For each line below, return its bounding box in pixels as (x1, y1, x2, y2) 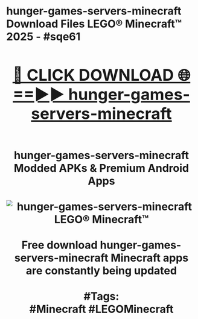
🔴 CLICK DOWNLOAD (12, 65, 174, 85)
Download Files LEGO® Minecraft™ (6, 17, 182, 31)
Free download (21, 238, 98, 251)
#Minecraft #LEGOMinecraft (29, 302, 174, 316)
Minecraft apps (110, 251, 189, 265)
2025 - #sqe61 (6, 30, 81, 43)
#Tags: (83, 289, 120, 303)
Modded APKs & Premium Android (14, 161, 189, 175)
